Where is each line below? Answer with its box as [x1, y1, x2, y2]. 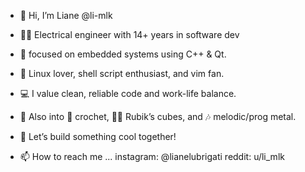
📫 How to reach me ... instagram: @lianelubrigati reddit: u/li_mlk [19, 151, 285, 162]
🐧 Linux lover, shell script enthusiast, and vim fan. [19, 68, 225, 79]
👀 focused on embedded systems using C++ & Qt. [19, 48, 227, 60]
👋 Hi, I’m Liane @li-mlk [19, 10, 113, 21]
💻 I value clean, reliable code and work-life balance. [19, 88, 237, 99]
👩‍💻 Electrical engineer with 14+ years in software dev [19, 29, 240, 40]
